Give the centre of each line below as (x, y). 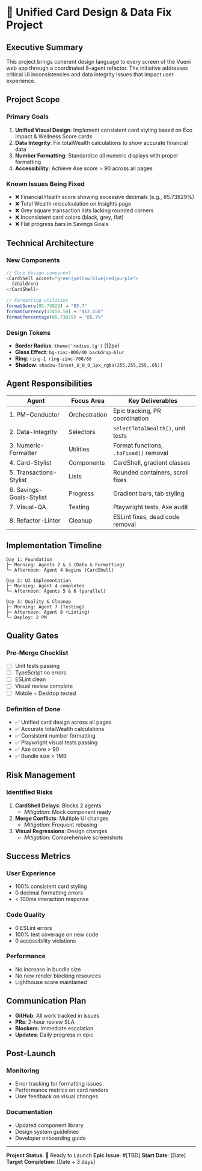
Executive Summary (45, 47)
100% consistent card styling (51, 887)
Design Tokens (29, 332)
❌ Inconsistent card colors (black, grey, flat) (69, 217)
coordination (131, 418)
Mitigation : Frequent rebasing (60, 824)
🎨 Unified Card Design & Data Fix (89, 12)
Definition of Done (33, 709)
